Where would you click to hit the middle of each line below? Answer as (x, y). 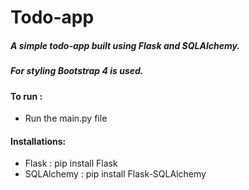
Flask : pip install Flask (71, 163)
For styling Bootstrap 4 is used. (77, 71)
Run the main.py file (66, 118)
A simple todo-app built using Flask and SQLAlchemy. (125, 45)
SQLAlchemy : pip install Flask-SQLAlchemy (115, 174)
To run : (26, 96)
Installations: (38, 141)
